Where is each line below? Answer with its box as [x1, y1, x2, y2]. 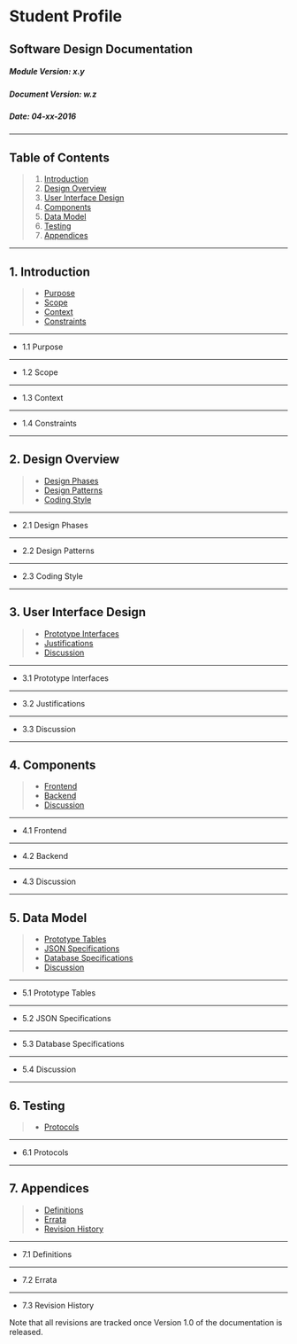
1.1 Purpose [21, 341, 64, 352]
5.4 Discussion [21, 1064, 77, 1074]
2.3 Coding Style [21, 570, 84, 582]
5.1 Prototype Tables [21, 988, 96, 998]
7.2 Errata [21, 1274, 57, 1285]
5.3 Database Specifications [21, 1039, 126, 1050]
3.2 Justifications [21, 698, 86, 708]
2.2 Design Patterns [21, 545, 95, 556]
